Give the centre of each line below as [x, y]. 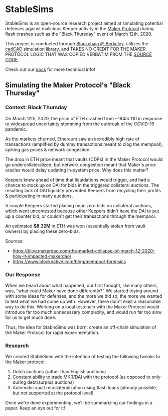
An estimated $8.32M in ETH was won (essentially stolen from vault [75, 226]
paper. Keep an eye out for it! [35, 408]
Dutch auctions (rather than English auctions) [59, 372]
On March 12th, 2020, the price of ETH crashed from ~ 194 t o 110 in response [84, 118]
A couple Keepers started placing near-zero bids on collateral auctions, [79, 205]
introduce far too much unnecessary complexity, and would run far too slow [83, 312]
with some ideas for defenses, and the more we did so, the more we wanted [84, 296]
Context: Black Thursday [36, 108]
